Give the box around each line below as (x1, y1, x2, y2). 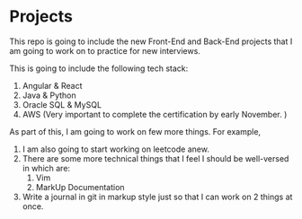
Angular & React (22, 80, 83, 91)
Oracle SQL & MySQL (22, 99, 102, 109)
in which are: (22, 162, 70, 173)
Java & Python (22, 90, 76, 101)
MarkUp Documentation (35, 181, 125, 192)
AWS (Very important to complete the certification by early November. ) (22, 109, 288, 119)
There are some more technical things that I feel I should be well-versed (22, 153, 289, 163)
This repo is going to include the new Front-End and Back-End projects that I (9, 36, 293, 47)
